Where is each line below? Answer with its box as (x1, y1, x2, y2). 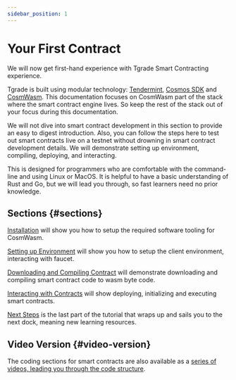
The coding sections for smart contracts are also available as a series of (7, 357, 217, 366)
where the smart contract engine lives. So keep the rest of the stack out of (7, 100, 223, 108)
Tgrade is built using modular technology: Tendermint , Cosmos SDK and (7, 85, 217, 94)
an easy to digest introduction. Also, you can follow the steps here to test (7, 128, 220, 137)
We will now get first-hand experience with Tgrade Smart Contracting (7, 64, 209, 72)
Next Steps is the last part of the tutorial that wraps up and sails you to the (7, 310, 223, 319)
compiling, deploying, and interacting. (7, 151, 118, 159)
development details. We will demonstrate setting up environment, (7, 144, 199, 152)
